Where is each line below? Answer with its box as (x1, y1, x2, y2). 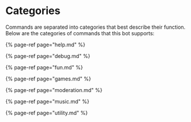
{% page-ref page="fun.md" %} (5, 63, 83, 71)
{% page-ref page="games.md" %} (5, 75, 91, 82)
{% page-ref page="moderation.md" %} (5, 86, 103, 93)
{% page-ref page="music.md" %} (5, 98, 90, 105)
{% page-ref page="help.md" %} (5, 41, 86, 48)
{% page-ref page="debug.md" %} (5, 52, 91, 59)
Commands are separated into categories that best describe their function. (5, 23, 186, 30)
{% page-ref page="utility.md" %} (5, 109, 88, 116)
